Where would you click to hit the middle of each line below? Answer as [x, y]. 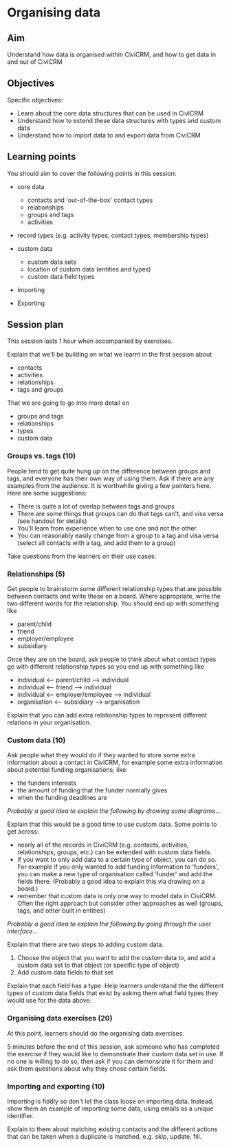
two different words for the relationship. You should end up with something [113, 603]
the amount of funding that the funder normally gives [92, 790]
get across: [23, 832]
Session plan [35, 325]
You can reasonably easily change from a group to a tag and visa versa [118, 535]
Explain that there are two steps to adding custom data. [85, 945]
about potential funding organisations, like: [68, 770]
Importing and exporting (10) [56, 1086]
